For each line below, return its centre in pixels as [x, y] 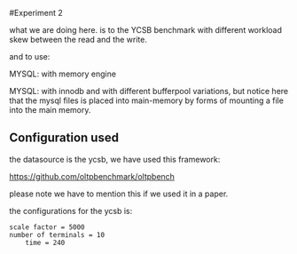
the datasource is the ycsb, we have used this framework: [115, 159]
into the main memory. [50, 110]
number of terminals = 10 [57, 234]
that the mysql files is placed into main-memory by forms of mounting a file [146, 100]
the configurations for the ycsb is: [71, 210]
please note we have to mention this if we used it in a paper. [119, 194]
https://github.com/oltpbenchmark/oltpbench [92, 176]
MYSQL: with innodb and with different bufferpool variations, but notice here [149, 91]
